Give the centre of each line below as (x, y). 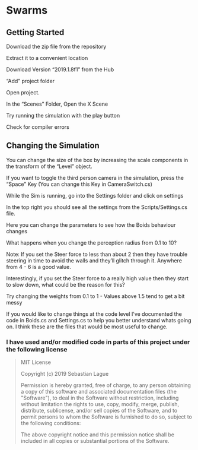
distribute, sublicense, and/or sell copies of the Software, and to (99, 411)
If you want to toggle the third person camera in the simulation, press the (95, 178)
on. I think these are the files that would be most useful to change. (87, 327)
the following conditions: (51, 423)
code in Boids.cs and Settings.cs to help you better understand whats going (99, 320)
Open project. (23, 92)
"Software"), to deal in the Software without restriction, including (100, 398)
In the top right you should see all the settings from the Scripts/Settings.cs (97, 207)
